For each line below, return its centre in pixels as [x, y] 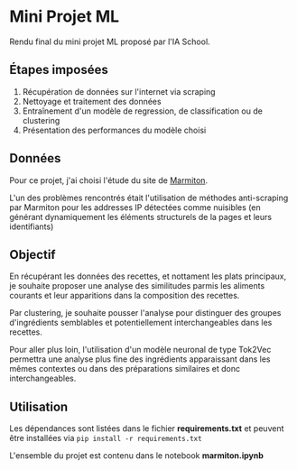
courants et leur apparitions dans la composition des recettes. [125, 296]
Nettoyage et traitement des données [92, 101]
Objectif [32, 254]
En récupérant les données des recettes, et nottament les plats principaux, [148, 276]
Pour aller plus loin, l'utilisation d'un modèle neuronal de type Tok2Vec [140, 350]
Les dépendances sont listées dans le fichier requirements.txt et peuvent [147, 429]
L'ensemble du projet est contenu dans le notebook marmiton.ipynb [137, 456]
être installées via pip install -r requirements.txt [106, 438]
